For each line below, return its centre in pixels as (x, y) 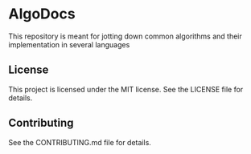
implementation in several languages (69, 44)
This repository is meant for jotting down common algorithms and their (125, 36)
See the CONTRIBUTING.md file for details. (80, 142)
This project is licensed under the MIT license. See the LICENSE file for (126, 89)
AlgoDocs (42, 14)
